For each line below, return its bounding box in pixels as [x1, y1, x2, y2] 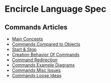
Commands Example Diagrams [11, 62, 75, 68]
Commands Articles [4, 23, 68, 31]
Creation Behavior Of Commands [11, 52, 80, 57]
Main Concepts [11, 36, 43, 42]
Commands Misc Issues [11, 67, 61, 73]
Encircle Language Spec [4, 3, 107, 15]
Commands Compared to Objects [11, 41, 80, 47]
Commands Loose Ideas [11, 73, 62, 78]
